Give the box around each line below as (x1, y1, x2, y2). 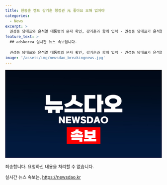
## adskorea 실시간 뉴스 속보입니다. (9, 40, 78, 45)
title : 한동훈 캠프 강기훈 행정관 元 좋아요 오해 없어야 (5, 8, 105, 13)
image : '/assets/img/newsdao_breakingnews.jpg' (5, 55, 106, 60)
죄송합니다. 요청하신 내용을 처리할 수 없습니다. (5, 164, 94, 169)
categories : (5, 13, 30, 18)
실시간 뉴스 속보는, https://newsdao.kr (5, 174, 81, 180)
